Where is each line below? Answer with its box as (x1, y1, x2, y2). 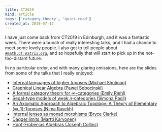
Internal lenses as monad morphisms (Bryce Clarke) (12, 111, 118, 117)
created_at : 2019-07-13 (5, 21, 54, 26)
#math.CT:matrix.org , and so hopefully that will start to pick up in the (5, 50, 145, 56)
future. (29, 55, 42, 62)
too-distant (5, 55, 28, 62)
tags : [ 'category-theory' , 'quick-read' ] (5, 16, 92, 21)
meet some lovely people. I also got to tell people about (5, 45, 118, 51)
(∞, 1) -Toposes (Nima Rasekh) (12, 106, 74, 112)
